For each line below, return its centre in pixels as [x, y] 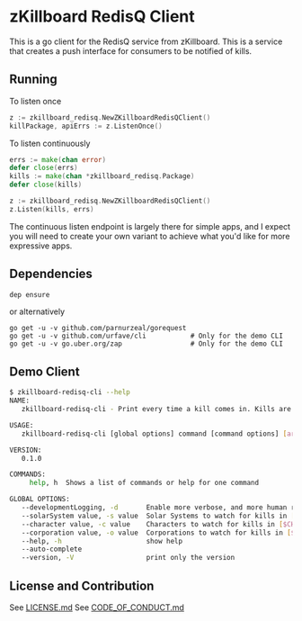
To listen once [36, 101]
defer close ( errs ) [44, 168]
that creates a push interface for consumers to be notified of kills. [131, 50]
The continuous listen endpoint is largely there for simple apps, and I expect [150, 226]
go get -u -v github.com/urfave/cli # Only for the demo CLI [146, 336]
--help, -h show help [102, 541]
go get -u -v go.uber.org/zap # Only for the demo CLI [146, 344]
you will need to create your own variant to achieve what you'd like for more [150, 236]
